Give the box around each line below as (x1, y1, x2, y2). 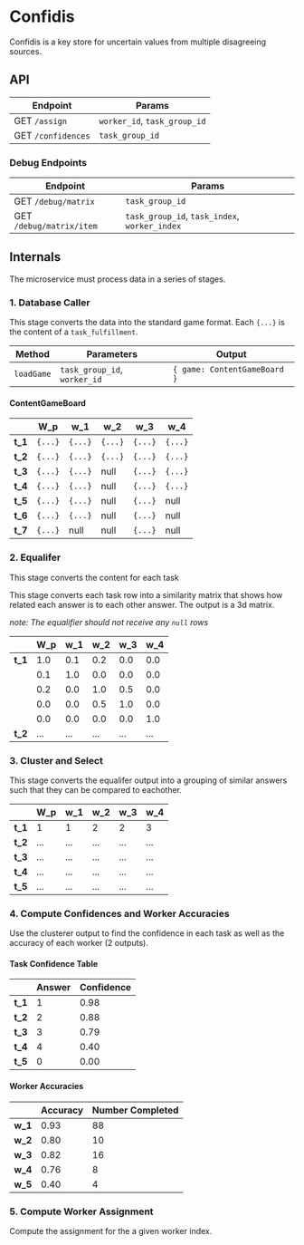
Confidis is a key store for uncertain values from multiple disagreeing (9, 36, 267, 47)
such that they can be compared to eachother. (9, 784, 183, 795)
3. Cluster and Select (9, 754, 104, 767)
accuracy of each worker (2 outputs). (9, 938, 149, 949)
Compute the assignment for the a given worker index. (9, 1225, 213, 1236)
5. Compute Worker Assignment (9, 1205, 154, 1218)
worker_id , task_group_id (99, 114, 206, 127)
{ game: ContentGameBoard (172, 364, 285, 375)
